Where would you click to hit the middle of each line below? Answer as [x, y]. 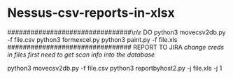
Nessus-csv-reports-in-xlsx [91, 13]
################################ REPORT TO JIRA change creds [116, 47]
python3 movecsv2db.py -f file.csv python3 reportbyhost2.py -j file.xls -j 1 [115, 68]
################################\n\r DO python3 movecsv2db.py [116, 32]
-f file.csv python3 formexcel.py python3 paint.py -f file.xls [92, 39]
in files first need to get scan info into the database [81, 55]
